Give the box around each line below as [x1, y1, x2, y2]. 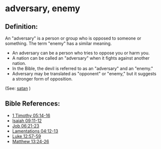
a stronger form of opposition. [12, 76, 73, 82]
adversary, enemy [5, 3, 80, 14]
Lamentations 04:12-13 [12, 128, 59, 134]
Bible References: [5, 100, 60, 108]
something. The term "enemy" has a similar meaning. [5, 41, 112, 46]
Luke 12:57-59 [12, 133, 41, 139]
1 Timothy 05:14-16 [12, 112, 50, 118]
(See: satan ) [5, 85, 31, 91]
